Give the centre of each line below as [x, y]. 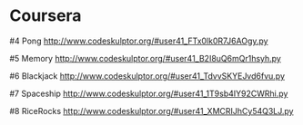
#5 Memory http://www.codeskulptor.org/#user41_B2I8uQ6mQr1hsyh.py [146, 58]
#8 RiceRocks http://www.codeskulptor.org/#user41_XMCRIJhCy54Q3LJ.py [151, 111]
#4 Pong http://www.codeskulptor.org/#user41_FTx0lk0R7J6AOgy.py [139, 41]
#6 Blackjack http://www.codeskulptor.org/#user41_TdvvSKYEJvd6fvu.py [147, 76]
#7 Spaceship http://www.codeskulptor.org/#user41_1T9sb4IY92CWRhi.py [149, 93]
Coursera [45, 16]
